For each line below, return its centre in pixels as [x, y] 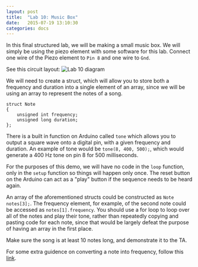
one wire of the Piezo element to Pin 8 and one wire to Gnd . [78, 58]
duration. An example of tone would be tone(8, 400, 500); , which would [95, 149]
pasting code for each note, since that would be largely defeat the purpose [98, 222]
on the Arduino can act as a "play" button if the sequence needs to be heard [99, 180]
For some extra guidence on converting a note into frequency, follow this [95, 252]
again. [14, 186]
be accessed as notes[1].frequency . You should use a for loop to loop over [98, 210]
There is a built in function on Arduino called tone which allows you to [91, 136]
